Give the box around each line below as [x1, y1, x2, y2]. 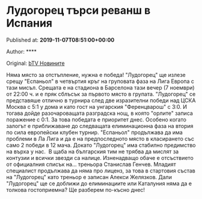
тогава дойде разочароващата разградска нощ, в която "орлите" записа [6, 109, 194, 117]
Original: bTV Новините [6, 60, 65, 67]
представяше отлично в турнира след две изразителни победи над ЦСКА [6, 97, 196, 104]
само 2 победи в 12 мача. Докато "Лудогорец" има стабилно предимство [6, 141, 196, 148]
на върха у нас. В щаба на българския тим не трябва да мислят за [6, 148, 179, 155]
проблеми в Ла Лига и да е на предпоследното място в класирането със [6, 135, 194, 142]
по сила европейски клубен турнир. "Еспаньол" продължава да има [6, 129, 183, 136]
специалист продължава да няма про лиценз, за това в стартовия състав [6, 167, 195, 174]
